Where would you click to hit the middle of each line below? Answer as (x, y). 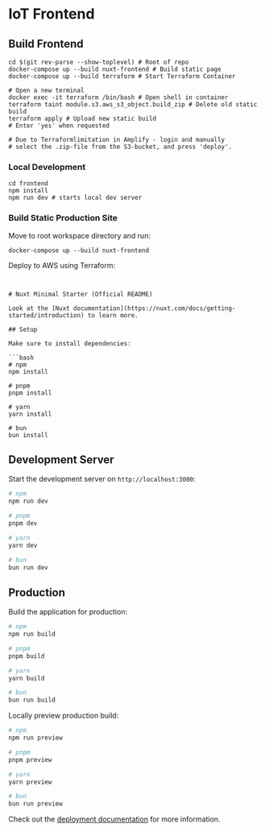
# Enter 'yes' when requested (59, 126)
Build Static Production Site (63, 218)
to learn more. (113, 315)
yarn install (30, 414)
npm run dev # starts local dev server (75, 198)
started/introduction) (46, 315)
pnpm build (27, 656)
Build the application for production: (68, 612)
